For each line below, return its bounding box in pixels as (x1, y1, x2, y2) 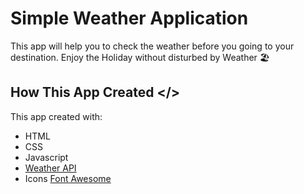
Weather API (24, 162, 77, 174)
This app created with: (10, 110, 103, 122)
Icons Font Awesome (24, 172, 112, 184)
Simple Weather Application (10, 7, 249, 30)
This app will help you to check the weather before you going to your (10, 40, 295, 52)
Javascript (24, 151, 69, 163)
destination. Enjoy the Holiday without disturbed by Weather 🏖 (10, 51, 270, 63)
